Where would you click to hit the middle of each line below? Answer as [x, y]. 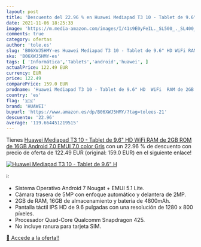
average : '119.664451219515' [42, 123]
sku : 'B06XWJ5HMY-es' [33, 56]
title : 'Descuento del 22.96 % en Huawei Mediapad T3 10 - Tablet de [95, 17]
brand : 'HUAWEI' [26, 106]
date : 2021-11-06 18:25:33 [40, 23]
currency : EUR [24, 73]
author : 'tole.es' [29, 45]
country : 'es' [24, 95]
